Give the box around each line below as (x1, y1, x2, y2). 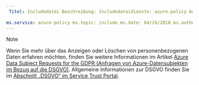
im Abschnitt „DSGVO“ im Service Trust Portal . (6, 72, 120, 80)
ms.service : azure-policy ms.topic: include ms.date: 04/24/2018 (6, 19, 171, 25)
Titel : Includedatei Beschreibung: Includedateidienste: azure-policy (8, 8, 187, 15)
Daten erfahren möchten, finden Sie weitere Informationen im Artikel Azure (6, 54, 188, 61)
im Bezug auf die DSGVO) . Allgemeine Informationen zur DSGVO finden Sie (6, 66, 190, 73)
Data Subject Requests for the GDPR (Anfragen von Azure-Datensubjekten (6, 60, 188, 67)
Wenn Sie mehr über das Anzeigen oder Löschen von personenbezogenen (6, 47, 188, 54)
